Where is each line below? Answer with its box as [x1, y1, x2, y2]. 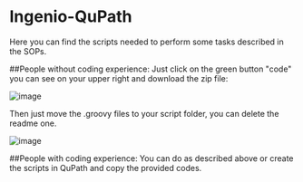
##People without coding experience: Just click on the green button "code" [9, 63, 292, 74]
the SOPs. [9, 45, 47, 56]
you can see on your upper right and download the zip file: [9, 72, 229, 83]
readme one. [9, 118, 57, 129]
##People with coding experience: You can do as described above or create [9, 152, 294, 164]
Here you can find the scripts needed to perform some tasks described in [9, 36, 284, 47]
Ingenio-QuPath [9, 6, 132, 27]
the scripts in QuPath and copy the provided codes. [9, 162, 202, 173]
